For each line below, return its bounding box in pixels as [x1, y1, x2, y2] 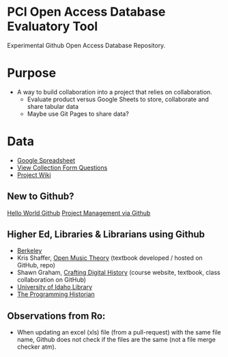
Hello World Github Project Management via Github [7, 209, 151, 217]
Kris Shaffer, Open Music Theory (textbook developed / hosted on [16, 254, 203, 262]
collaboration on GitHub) [16, 276, 87, 284]
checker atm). [16, 343, 57, 351]
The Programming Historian [16, 290, 95, 298]
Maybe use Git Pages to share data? [27, 109, 130, 118]
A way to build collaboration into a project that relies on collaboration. [16, 88, 213, 96]
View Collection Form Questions [16, 163, 108, 172]
